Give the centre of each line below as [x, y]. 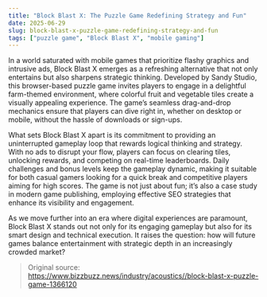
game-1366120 [52, 284]
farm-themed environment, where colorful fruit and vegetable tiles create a [131, 94]
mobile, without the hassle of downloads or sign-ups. [95, 119]
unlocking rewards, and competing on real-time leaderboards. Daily [119, 161]
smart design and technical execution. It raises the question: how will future [132, 235]
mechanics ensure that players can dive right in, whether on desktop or [125, 111]
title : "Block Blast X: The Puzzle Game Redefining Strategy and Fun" [128, 16]
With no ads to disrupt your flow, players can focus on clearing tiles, [120, 152]
